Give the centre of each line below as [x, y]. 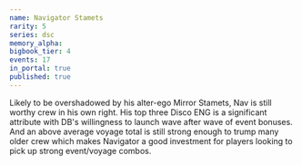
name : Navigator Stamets [56, 18]
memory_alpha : [36, 43]
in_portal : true [40, 69]
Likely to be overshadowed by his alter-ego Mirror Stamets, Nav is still [141, 102]
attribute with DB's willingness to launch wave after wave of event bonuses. [151, 121]
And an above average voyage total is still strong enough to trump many [144, 131]
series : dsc [32, 34]
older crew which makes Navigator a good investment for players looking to [151, 141]
